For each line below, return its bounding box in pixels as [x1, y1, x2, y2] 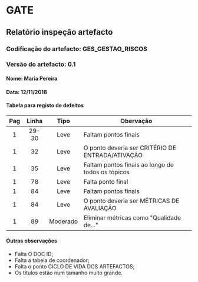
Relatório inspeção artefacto [6, 27, 113, 37]
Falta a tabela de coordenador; [14, 257, 90, 264]
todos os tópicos [83, 168, 130, 176]
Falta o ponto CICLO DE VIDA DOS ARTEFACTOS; [14, 263, 135, 270]
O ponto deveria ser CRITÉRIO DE [83, 144, 177, 152]
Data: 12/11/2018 [6, 88, 47, 95]
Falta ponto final [83, 177, 128, 185]
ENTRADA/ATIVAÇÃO [83, 151, 143, 159]
